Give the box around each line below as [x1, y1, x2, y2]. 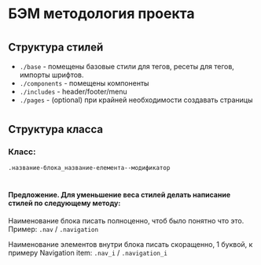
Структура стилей [8, 41, 104, 54]
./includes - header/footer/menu [19, 86, 127, 96]
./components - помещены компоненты [19, 78, 149, 87]
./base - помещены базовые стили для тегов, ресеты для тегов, [19, 61, 234, 71]
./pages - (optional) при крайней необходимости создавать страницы [19, 95, 253, 105]
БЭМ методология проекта [8, 5, 195, 23]
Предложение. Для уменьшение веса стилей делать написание [8, 190, 230, 200]
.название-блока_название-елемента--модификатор [8, 164, 171, 172]
